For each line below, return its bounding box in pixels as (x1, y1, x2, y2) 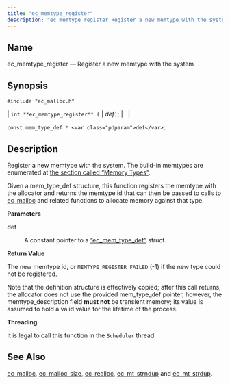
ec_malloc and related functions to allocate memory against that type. (7, 196, 204, 204)
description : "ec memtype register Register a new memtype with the (7, 16, 207, 23)
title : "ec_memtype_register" (7, 10, 94, 17)
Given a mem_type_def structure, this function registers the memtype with (7, 181, 217, 190)
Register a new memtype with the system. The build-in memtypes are (7, 161, 203, 169)
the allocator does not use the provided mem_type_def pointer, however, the (7, 290, 222, 298)
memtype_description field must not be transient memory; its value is (7, 297, 203, 305)
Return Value (7, 249, 45, 257)
